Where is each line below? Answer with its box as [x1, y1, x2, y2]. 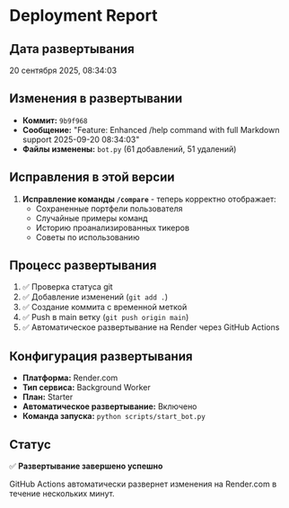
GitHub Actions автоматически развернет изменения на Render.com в [9, 478, 277, 490]
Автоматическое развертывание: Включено [22, 401, 197, 412]
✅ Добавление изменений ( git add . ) [22, 291, 169, 302]
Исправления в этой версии [9, 170, 175, 185]
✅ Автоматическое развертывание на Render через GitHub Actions [22, 322, 280, 333]
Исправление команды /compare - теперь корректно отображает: [22, 193, 276, 204]
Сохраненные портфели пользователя [35, 203, 183, 214]
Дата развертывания [9, 41, 135, 57]
